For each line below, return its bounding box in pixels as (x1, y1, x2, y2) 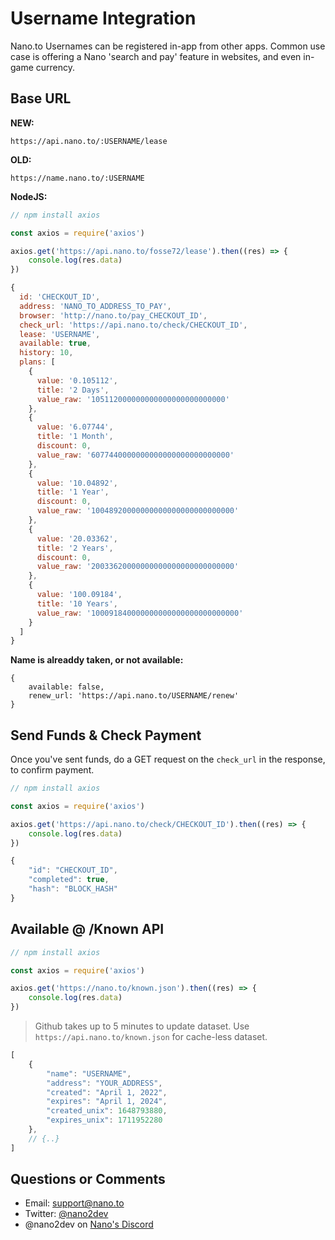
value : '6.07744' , (36, 422, 114, 432)
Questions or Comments (10, 1171, 166, 1188)
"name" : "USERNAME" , (46, 1068, 132, 1079)
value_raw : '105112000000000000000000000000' (36, 394, 230, 404)
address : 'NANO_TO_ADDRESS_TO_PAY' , (19, 301, 172, 311)
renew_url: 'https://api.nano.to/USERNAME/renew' (28, 691, 240, 701)
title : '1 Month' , (36, 432, 114, 442)
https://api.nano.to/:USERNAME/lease (10, 136, 168, 146)
